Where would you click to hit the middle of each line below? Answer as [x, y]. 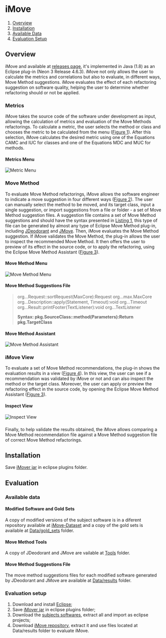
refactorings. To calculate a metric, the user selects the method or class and [83, 127]
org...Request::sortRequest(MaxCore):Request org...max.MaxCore [84, 297]
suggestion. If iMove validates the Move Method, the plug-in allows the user [83, 236]
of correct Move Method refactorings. [44, 440]
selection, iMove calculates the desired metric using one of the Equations [80, 137]
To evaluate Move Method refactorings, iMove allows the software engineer [82, 194]
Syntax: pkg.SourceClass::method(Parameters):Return [75, 317]
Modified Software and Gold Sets [40, 509]
